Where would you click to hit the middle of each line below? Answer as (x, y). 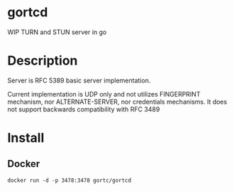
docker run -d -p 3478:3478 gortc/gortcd (69, 180)
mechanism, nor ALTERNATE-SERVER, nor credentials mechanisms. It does (117, 102)
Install (26, 138)
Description (43, 61)
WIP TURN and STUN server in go (57, 32)
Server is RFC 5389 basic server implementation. (79, 80)
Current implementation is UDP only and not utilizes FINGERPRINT (104, 94)
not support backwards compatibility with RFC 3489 (84, 109)
